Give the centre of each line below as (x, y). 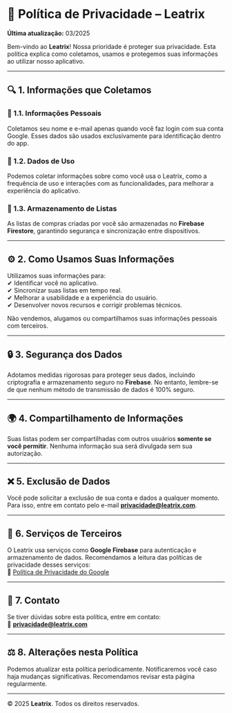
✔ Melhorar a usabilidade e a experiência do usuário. (83, 298)
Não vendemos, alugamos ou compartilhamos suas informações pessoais (112, 319)
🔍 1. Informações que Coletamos (79, 90)
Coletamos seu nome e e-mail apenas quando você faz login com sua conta (115, 128)
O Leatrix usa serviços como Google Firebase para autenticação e (102, 550)
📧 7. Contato (33, 600)
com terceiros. (28, 326)
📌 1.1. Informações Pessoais (54, 113)
